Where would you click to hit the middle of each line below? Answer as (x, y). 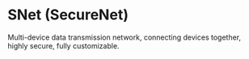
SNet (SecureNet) (68, 15)
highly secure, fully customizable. (63, 45)
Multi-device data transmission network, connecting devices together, (124, 37)
